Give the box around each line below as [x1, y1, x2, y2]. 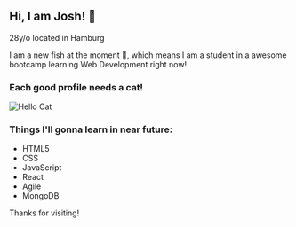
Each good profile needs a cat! [9, 81, 144, 93]
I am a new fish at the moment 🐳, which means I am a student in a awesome [9, 50, 287, 60]
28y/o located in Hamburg [9, 32, 105, 43]
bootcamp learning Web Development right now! [9, 59, 188, 69]
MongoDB [21, 191, 60, 201]
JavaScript [21, 162, 62, 173]
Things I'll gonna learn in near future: [9, 123, 173, 136]
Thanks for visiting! [9, 207, 80, 218]
